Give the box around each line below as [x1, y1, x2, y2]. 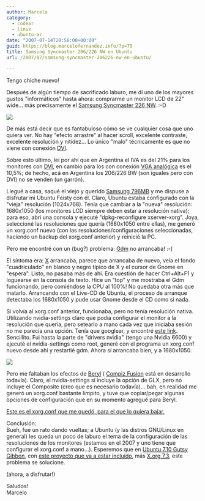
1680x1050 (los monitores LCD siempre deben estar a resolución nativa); [6, 207, 190, 214]
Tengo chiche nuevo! [6, 76, 59, 84]
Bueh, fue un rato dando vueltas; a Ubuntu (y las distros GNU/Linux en [6, 426, 184, 433]
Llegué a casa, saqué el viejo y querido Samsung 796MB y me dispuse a [6, 187, 190, 195]
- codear [12, 20, 34, 26]
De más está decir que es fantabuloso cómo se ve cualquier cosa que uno [6, 125, 194, 132]
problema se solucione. [6, 458, 65, 466]
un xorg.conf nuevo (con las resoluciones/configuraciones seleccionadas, [6, 226, 193, 234]
